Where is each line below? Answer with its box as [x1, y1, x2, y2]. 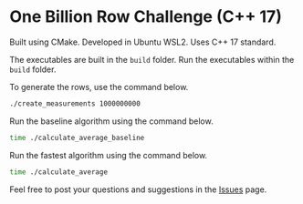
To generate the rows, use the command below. [9, 81, 189, 92]
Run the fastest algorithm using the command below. [9, 149, 208, 160]
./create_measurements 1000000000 [9, 98, 141, 108]
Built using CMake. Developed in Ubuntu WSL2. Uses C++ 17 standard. [9, 36, 277, 47]
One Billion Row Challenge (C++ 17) [9, 6, 283, 27]
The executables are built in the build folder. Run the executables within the [9, 54, 295, 65]
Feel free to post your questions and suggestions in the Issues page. [9, 184, 267, 195]
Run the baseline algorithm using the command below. [9, 116, 214, 127]
